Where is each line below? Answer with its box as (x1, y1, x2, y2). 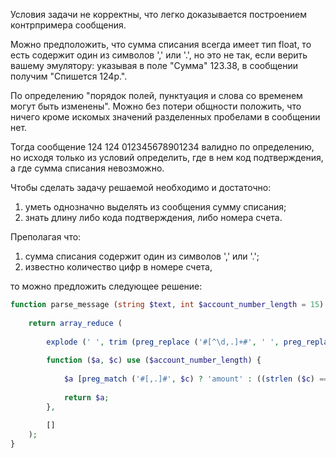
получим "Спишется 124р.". (10, 70, 128, 82)
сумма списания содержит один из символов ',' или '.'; (24, 250, 260, 262)
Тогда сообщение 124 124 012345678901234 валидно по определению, (10, 141, 315, 153)
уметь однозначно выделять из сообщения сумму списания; (24, 201, 287, 213)
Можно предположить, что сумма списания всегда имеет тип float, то (10, 39, 312, 50)
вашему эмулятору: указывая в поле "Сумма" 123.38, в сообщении (10, 60, 298, 71)
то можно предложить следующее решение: (10, 280, 203, 292)
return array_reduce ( (28, 318, 123, 328)
